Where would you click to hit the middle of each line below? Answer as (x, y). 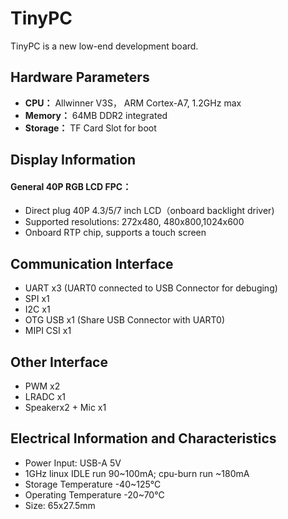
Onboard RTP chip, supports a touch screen (115, 233)
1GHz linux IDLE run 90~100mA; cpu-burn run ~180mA (137, 473)
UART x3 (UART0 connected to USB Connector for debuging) (151, 288)
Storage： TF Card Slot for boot (90, 128)
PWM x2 (42, 386)
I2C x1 (37, 309)
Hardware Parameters (80, 77)
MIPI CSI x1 (48, 331)
